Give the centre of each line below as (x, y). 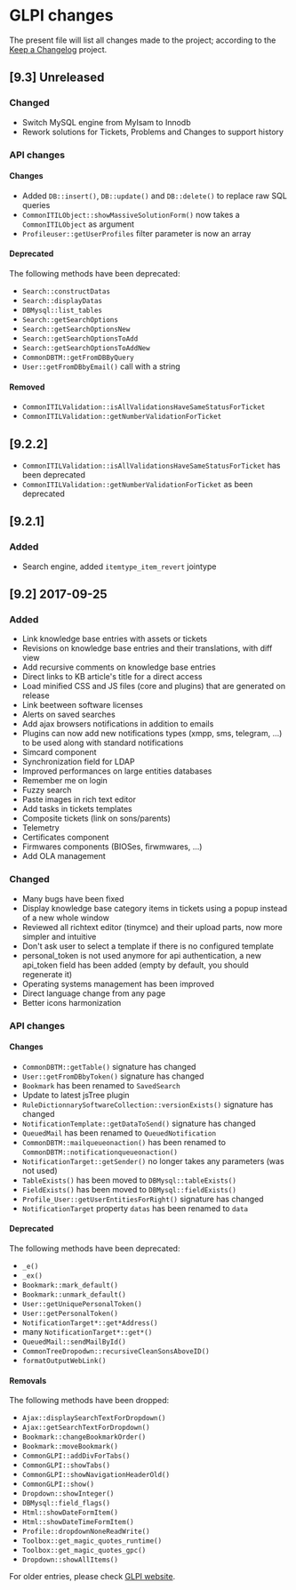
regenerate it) (47, 974)
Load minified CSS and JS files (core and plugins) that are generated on (154, 687)
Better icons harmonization (72, 1002)
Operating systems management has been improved (118, 984)
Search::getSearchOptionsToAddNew (86, 348)
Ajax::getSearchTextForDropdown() (86, 1428)
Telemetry (40, 828)
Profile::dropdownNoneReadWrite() (86, 1532)
